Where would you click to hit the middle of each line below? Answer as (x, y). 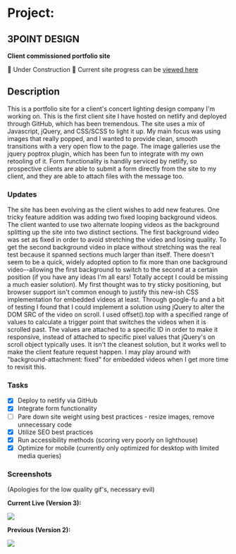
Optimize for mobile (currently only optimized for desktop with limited (118, 448)
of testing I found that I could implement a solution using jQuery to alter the (116, 307)
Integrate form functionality (57, 408)
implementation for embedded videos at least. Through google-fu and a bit (116, 300)
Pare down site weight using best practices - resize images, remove (116, 417)
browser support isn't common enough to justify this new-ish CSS (103, 292)
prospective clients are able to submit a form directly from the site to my (112, 168)
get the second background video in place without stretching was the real (114, 247)
